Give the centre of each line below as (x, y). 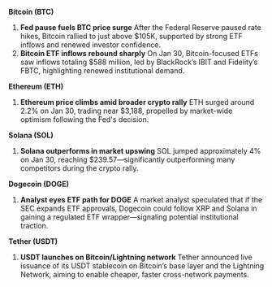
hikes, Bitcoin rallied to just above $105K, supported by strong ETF (131, 36)
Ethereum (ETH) (36, 86)
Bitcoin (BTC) (31, 12)
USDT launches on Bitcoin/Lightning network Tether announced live (136, 257)
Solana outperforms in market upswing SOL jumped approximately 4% (140, 151)
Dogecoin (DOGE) (39, 184)
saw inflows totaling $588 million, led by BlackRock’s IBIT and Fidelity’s (139, 62)
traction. (34, 226)
